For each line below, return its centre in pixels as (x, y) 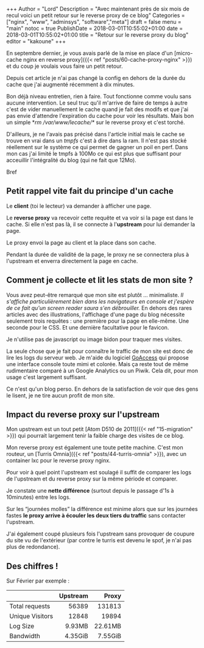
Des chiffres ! (32, 566)
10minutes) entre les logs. (39, 497)
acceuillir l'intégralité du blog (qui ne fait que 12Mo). (72, 160)
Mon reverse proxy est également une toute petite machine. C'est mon (95, 447)
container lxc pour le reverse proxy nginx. (58, 460)
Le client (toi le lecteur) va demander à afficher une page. (79, 206)
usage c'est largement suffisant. (47, 377)
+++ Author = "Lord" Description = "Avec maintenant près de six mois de (98, 9)
